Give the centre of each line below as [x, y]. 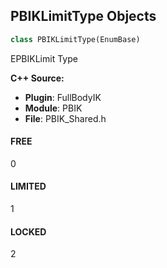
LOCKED [28, 231]
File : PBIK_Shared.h [65, 118]
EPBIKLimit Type [44, 58]
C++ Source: [37, 78]
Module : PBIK [53, 108]
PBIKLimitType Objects [83, 16]
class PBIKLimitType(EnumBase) [75, 39]
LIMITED [28, 186]
